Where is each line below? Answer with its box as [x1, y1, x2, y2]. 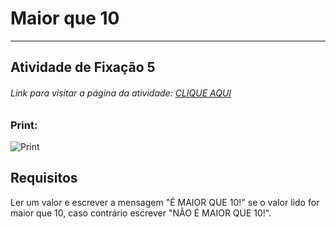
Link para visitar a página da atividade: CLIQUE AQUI [10, 87, 232, 99]
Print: [10, 118, 38, 132]
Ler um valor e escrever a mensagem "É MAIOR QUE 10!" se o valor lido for [10, 196, 320, 208]
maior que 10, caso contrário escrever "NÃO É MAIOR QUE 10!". [10, 207, 272, 219]
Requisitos [10, 170, 78, 187]
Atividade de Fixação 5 [10, 59, 156, 76]
